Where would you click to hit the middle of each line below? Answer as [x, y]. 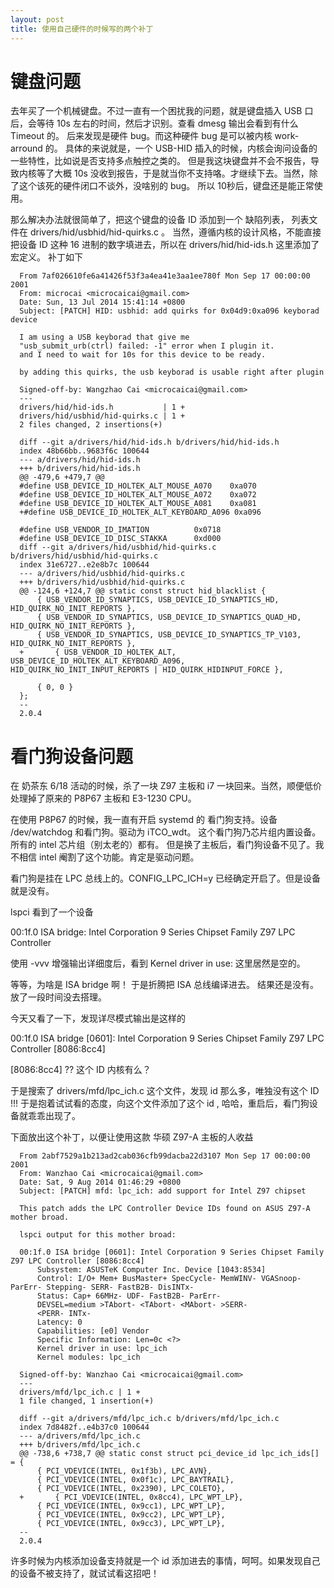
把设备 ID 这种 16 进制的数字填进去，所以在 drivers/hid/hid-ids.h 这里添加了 [165, 245]
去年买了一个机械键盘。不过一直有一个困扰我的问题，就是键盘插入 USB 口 [162, 111]
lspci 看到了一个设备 [52, 912]
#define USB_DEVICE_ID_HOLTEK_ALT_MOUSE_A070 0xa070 [138, 486]
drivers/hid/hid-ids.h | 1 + [102, 407]
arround [26, 148]
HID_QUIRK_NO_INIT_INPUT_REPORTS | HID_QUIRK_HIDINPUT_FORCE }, [147, 670]
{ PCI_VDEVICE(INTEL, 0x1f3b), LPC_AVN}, [124, 1471]
